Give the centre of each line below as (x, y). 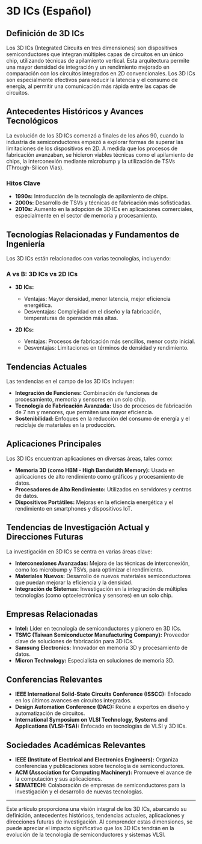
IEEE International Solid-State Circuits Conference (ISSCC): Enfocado (103, 694)
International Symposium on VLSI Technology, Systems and (91, 720)
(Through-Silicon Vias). (35, 168)
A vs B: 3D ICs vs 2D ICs (42, 274)
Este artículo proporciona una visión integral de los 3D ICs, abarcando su (96, 809)
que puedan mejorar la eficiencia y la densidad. (74, 582)
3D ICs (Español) (49, 11)
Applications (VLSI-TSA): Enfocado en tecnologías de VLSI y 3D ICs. (101, 726)
